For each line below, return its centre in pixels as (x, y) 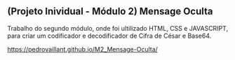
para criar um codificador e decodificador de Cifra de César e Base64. (109, 36)
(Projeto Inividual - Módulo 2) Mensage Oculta (110, 12)
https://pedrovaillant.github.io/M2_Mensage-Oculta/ (82, 49)
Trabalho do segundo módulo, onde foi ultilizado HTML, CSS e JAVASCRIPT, (118, 28)
